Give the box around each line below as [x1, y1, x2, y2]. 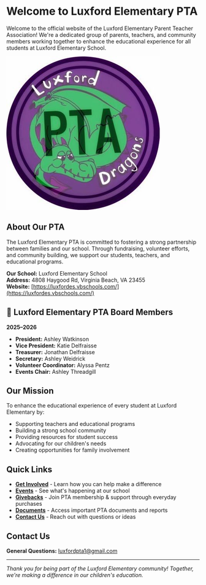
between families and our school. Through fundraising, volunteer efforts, [6, 244, 190, 252]
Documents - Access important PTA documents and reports [15, 506, 168, 514]
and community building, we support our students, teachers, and [6, 251, 170, 258]
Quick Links [6, 464, 53, 475]
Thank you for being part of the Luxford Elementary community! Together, [6, 565, 194, 572]
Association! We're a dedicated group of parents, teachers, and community [6, 31, 196, 38]
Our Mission [6, 385, 54, 396]
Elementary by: [6, 408, 45, 416]
